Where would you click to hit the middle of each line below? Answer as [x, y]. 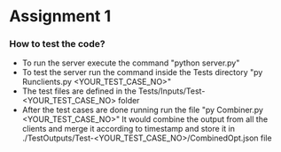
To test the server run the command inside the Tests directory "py [142, 72]
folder [129, 101]
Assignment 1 [60, 16]
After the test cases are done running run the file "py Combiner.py [143, 110]
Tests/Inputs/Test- [172, 91]
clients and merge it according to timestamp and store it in [128, 129]
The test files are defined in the [79, 91]
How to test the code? [57, 44]
